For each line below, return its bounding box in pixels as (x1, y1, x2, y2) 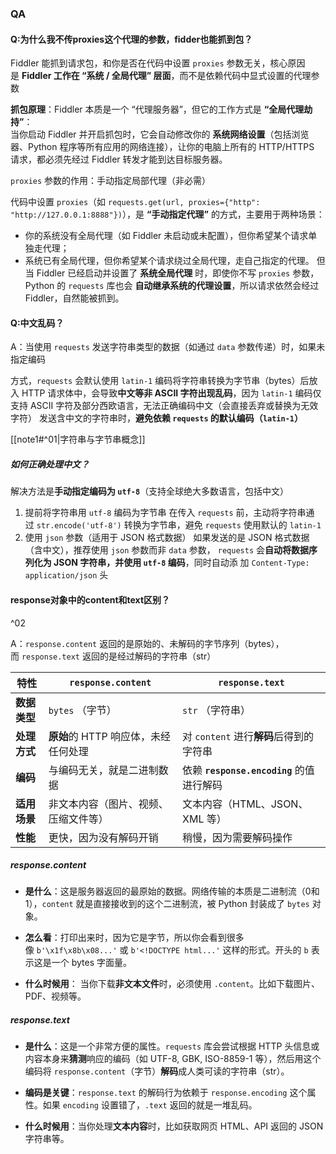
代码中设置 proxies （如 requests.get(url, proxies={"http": (10, 196, 261, 208)
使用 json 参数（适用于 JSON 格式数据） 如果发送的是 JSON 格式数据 (24, 532, 310, 544)
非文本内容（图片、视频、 (48, 797, 169, 811)
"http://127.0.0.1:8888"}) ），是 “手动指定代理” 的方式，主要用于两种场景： (10, 208, 325, 221)
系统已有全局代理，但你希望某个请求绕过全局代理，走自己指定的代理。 (24, 255, 315, 267)
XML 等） (182, 812, 227, 826)
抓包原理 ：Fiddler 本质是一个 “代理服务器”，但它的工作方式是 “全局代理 (10, 103, 305, 116)
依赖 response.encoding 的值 (182, 763, 315, 777)
